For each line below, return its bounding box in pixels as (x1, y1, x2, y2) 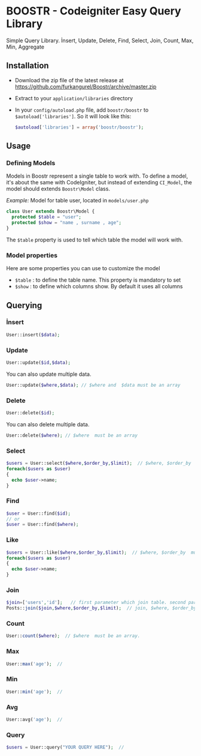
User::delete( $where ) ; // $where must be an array (6, 432, 138, 438)
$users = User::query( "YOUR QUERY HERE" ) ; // (6, 745, 124, 751)
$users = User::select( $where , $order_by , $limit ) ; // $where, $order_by (6, 461, 191, 467)
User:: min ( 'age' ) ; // (6, 689, 63, 695)
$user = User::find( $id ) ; (6, 510, 71, 516)
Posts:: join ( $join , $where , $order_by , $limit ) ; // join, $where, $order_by (6, 605, 197, 611)
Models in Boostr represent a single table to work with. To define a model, (6, 172, 188, 180)
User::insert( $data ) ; (6, 331, 60, 337)
